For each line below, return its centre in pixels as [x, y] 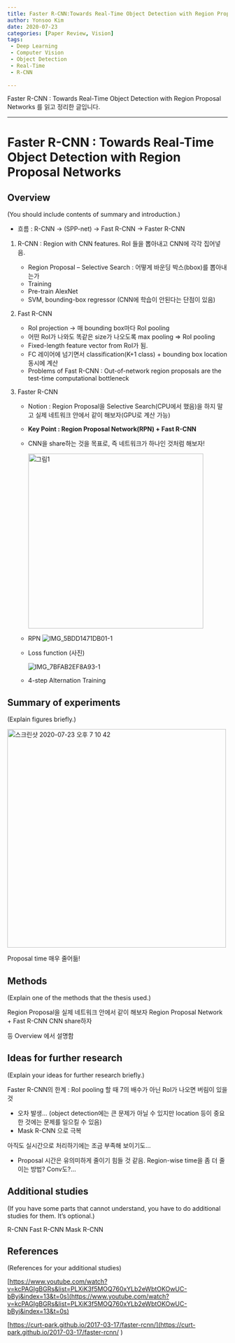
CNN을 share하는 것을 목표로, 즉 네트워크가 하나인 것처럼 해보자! [116, 443]
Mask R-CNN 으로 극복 [49, 1130]
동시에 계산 [43, 363]
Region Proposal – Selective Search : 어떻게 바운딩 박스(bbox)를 [118, 267]
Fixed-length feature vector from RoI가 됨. [88, 346]
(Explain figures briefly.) [42, 719]
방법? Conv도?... [54, 1169]
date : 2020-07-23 [33, 27]
